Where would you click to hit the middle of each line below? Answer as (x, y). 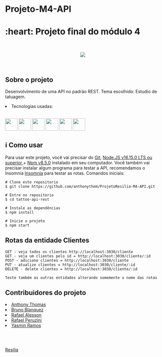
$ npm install (20, 212)
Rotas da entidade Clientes (47, 240)
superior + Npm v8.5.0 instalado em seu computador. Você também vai (78, 162)
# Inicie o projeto (25, 221)
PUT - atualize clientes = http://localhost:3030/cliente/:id (70, 265)
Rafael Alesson (27, 315)
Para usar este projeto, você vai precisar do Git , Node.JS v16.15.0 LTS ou (79, 157)
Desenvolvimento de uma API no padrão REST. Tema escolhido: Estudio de (81, 91)
